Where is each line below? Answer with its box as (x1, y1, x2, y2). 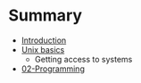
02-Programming (21, 63, 86, 74)
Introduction (21, 35, 67, 46)
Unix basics (21, 44, 65, 54)
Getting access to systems (34, 54, 133, 64)
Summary (8, 5, 82, 26)
